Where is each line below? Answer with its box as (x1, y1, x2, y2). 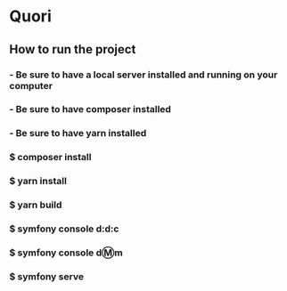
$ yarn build (9, 198, 62, 211)
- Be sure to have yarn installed (9, 127, 147, 140)
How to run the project (9, 42, 136, 57)
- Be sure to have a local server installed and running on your (9, 69, 278, 81)
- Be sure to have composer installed (9, 103, 172, 116)
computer (9, 79, 53, 92)
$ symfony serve (9, 270, 85, 282)
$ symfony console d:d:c (9, 222, 119, 235)
